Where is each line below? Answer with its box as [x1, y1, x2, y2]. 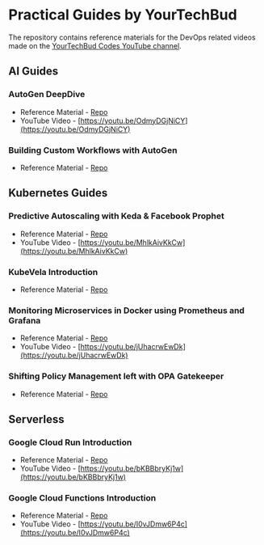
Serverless [8, 412, 65, 426]
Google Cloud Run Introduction [8, 437, 132, 448]
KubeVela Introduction [8, 266, 98, 277]
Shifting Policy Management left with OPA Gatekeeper [8, 370, 224, 382]
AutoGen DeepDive [8, 89, 86, 100]
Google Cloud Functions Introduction [8, 492, 157, 504]
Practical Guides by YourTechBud [8, 6, 237, 24]
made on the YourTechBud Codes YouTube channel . [8, 40, 182, 50]
